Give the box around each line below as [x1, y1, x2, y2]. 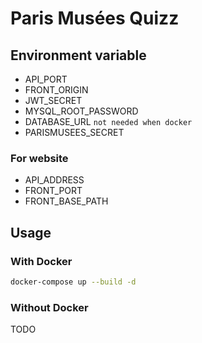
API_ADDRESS [24, 174, 85, 186]
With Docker [10, 254, 73, 268]
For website [10, 151, 69, 165]
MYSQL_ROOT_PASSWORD [24, 105, 139, 117]
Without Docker [10, 300, 89, 314]
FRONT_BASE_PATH [24, 195, 109, 207]
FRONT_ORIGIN [24, 84, 89, 96]
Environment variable [10, 47, 147, 64]
